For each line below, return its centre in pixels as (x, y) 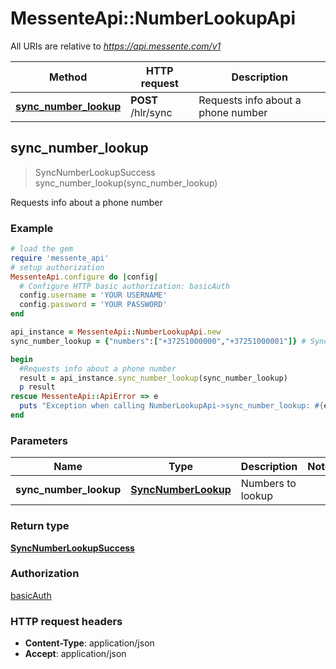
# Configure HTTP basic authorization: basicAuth (124, 286)
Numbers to (268, 484)
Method (68, 77)
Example (32, 228)
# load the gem (42, 249)
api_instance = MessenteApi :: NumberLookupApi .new (116, 332)
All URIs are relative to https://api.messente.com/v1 (116, 46)
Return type (40, 526)
